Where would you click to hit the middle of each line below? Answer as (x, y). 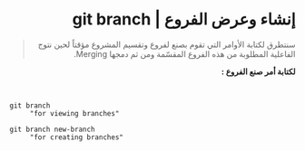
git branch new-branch (52, 129)
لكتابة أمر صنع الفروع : (258, 71)
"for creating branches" (77, 137)
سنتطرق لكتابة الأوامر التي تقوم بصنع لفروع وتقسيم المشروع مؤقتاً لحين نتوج (167, 44)
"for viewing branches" (74, 113)
